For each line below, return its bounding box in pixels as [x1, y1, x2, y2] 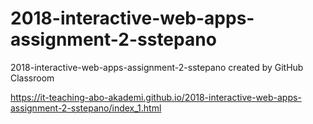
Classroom [10, 72, 55, 84]
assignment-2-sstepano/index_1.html [10, 102, 162, 114]
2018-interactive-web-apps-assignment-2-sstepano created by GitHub [10, 61, 304, 73]
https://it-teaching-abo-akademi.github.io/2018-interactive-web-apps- [10, 91, 302, 103]
